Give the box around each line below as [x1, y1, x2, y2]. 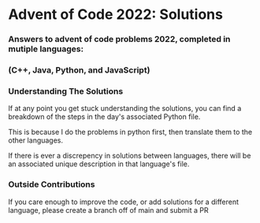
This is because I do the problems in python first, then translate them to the [8, 128, 253, 137]
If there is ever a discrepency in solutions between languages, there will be [8, 151, 251, 161]
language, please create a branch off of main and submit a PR [8, 205, 209, 214]
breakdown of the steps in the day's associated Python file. [8, 112, 201, 121]
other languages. [8, 136, 64, 145]
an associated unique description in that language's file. [8, 159, 190, 169]
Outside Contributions [8, 179, 95, 190]
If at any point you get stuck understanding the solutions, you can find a [8, 104, 242, 113]
